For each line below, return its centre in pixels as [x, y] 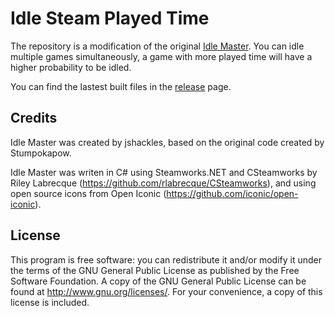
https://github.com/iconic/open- [232, 193]
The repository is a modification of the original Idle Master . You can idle [157, 46]
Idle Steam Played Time [110, 18]
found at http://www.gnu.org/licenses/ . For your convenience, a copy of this [166, 291]
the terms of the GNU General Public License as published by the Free [155, 270]
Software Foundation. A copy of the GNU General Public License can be [158, 281]
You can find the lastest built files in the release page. [121, 86]
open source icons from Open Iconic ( [88, 193]
